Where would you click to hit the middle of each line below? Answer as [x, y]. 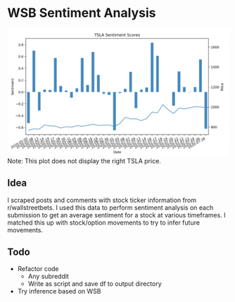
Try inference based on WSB [59, 291]
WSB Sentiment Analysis [82, 13]
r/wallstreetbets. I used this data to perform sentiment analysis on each [110, 207]
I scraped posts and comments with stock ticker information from [102, 200]
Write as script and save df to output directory [95, 284]
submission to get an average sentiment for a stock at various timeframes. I [117, 215]
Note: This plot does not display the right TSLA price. [84, 161]
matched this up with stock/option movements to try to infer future [104, 222]
